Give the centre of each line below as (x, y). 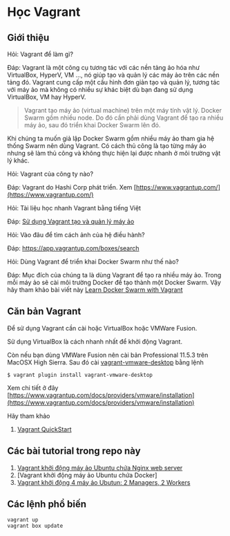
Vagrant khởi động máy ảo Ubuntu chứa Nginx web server (100, 468)
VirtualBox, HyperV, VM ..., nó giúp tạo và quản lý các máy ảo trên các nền (113, 75)
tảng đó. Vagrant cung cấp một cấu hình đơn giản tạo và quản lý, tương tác (114, 82)
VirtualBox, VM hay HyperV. (47, 97)
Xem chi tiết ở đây (33, 387)
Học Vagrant (44, 12)
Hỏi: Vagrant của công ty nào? (50, 174)
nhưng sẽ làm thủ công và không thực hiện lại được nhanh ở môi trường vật (114, 153)
